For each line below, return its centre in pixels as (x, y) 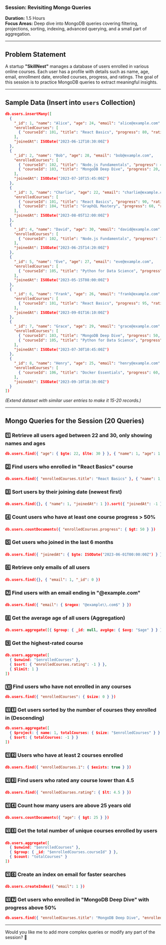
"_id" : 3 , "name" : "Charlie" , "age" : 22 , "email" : (67, 192)
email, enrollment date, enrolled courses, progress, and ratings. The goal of (82, 77)
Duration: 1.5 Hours (25, 18)
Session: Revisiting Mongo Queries (48, 7)
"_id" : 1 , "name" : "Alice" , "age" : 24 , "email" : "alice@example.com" (87, 123)
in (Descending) (25, 718)
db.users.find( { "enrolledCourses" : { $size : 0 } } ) (61, 697)
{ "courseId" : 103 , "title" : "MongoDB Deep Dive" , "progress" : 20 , (89, 169)
